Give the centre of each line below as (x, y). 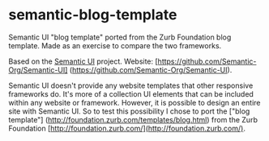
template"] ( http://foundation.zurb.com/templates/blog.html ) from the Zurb (133, 119)
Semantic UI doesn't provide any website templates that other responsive (131, 85)
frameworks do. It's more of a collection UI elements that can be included (131, 93)
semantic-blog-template (93, 15)
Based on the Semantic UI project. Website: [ (83, 61)
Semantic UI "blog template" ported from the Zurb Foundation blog (120, 37)
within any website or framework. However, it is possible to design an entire (134, 102)
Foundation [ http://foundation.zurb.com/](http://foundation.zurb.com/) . (127, 128)
